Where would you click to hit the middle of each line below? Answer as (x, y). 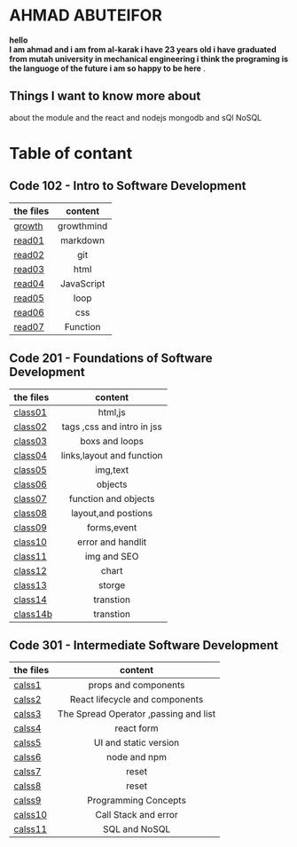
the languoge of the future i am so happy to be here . (108, 68)
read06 (29, 312)
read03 (29, 269)
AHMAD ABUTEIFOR (86, 16)
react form (137, 728)
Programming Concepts (137, 801)
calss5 (27, 743)
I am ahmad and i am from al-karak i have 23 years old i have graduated (143, 49)
